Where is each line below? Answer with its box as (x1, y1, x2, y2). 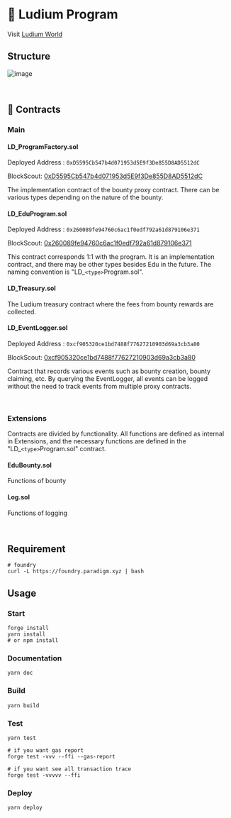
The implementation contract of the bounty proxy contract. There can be (7, 186, 220, 194)
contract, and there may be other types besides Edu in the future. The (7, 260, 211, 269)
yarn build (7, 702, 40, 709)
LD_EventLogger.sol (7, 324, 68, 332)
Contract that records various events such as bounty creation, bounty (7, 367, 211, 375)
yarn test (7, 734, 37, 741)
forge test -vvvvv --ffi (7, 771, 81, 779)
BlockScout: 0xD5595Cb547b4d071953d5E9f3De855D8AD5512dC (7, 172, 203, 180)
